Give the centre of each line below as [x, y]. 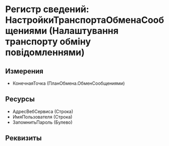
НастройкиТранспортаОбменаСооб [85, 20]
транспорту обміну [48, 42]
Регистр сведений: [47, 9]
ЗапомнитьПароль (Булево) [42, 122]
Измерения [24, 71]
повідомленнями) [45, 52]
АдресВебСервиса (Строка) [43, 111]
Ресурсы [20, 99]
